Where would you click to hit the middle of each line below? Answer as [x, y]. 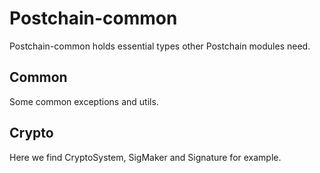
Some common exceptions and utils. [84, 101]
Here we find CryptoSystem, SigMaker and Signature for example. [145, 157]
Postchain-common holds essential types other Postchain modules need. [160, 46]
